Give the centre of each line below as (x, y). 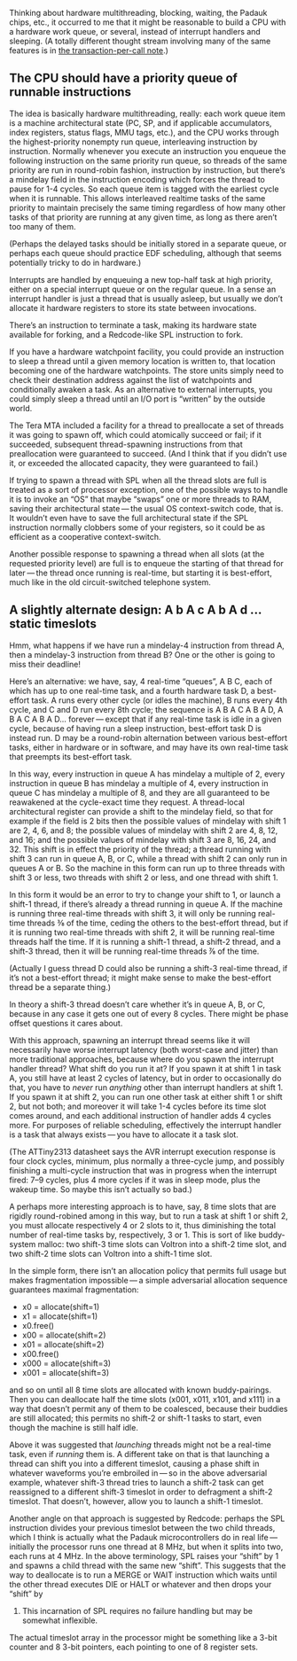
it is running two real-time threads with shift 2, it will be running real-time (142, 932)
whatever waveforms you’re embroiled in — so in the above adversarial (138, 1473)
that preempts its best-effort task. (71, 756)
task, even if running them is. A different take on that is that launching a (140, 1454)
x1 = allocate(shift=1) (60, 1316)
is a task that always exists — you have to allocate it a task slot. (124, 1135)
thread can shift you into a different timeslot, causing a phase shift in (134, 1463)
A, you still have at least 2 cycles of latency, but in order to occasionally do (145, 1078)
